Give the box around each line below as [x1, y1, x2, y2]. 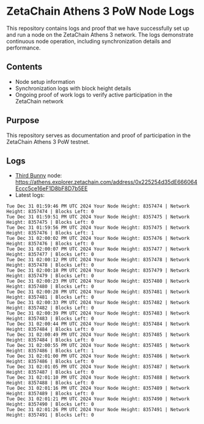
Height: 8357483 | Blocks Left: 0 [6, 316, 95, 322]
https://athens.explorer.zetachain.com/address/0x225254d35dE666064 [15, 179, 197, 186]
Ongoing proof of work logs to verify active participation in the [15, 91, 173, 99]
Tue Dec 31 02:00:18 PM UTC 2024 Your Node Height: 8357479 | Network [6, 267, 190, 273]
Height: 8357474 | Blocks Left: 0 [6, 209, 95, 215]
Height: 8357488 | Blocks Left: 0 [6, 380, 95, 386]
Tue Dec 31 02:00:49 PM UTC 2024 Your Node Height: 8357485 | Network [6, 332, 190, 338]
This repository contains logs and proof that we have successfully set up [6, 24, 189, 32]
